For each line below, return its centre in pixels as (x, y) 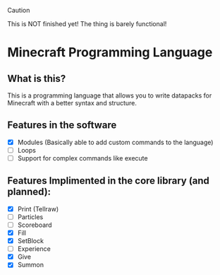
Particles (30, 217)
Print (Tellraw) (38, 209)
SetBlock (31, 241)
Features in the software (62, 125)
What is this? (37, 78)
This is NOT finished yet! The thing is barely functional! (87, 24)
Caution (19, 10)
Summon (31, 265)
